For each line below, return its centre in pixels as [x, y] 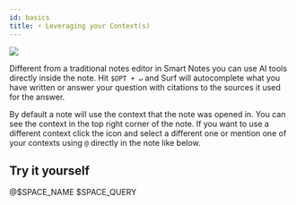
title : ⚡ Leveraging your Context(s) [80, 26]
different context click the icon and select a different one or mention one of [148, 133]
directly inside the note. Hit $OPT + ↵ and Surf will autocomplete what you [145, 78]
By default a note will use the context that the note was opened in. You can [148, 114]
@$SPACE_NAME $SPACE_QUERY [73, 192]
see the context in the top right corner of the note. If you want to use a [139, 124]
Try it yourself [49, 171]
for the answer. [37, 97]
